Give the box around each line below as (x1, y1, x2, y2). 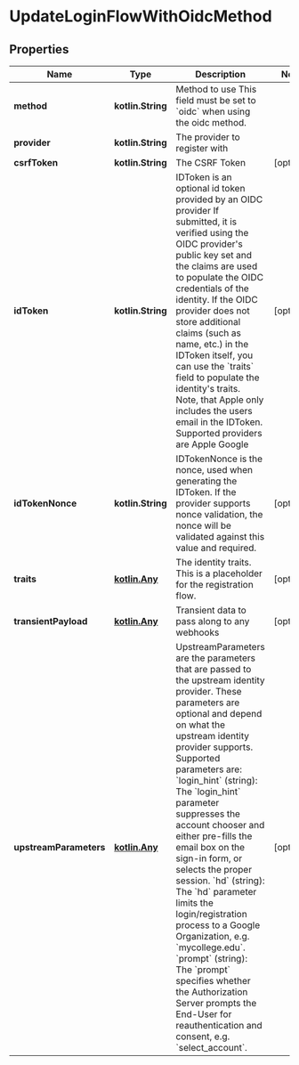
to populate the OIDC (175, 272, 264, 283)
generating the (175, 475, 238, 487)
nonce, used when (175, 464, 254, 476)
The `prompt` (175, 963, 231, 976)
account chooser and (175, 819, 265, 831)
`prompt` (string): (175, 953, 247, 964)
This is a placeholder (175, 567, 263, 580)
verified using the (175, 227, 249, 239)
